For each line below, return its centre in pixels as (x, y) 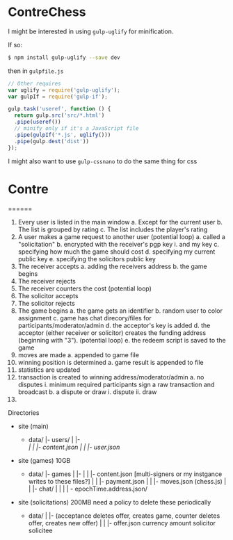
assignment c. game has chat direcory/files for (85, 318)
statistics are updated (49, 370)
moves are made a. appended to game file (79, 354)
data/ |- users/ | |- (54, 439)
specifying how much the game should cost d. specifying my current (116, 252)
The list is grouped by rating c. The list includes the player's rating (113, 229)
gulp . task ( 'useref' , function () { (59, 109)
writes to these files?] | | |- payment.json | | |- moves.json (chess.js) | (127, 481)
